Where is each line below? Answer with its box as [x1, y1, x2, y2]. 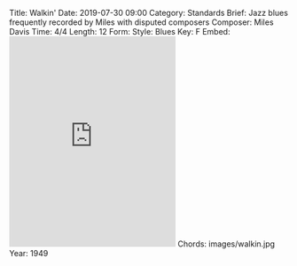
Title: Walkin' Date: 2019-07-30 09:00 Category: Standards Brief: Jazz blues [9, 8, 288, 18]
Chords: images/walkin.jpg [176, 239, 276, 249]
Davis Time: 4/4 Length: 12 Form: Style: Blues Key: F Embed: [9, 27, 231, 36]
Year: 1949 [9, 248, 49, 258]
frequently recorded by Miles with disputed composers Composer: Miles [9, 17, 274, 27]
